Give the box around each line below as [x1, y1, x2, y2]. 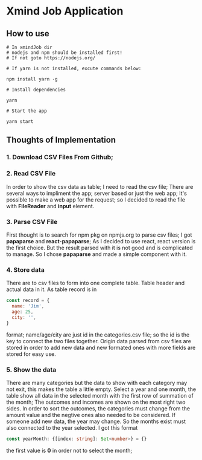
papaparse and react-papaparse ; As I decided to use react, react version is [6, 237, 196, 245]
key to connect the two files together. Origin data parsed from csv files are [6, 337, 192, 344]
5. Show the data [6, 365, 57, 373]
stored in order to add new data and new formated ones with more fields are [6, 344, 196, 351]
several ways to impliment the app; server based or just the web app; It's [6, 189, 187, 197]
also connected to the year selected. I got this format [6, 424, 138, 431]
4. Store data [6, 265, 45, 274]
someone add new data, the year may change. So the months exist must [6, 418, 186, 425]
